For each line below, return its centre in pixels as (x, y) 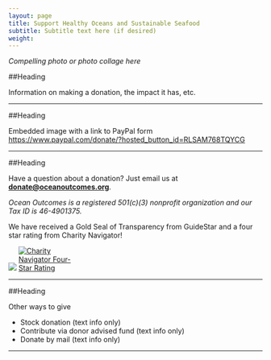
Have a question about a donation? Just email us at (94, 179)
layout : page (30, 16)
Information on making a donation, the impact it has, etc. (102, 93)
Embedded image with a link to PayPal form (81, 131)
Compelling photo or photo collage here (75, 61)
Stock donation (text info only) (70, 322)
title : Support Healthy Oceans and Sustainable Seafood (104, 23)
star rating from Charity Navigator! (65, 235)
